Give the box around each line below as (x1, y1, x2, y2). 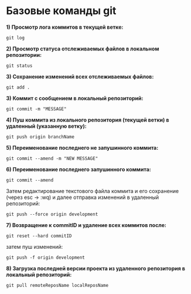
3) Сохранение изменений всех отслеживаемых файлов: (6, 73, 154, 80)
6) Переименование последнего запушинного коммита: (6, 165, 151, 173)
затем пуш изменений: (6, 243, 63, 250)
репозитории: (6, 51, 42, 58)
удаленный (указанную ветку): (6, 122, 87, 130)
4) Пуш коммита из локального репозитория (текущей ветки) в (6, 116, 169, 123)
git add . (6, 84, 30, 90)
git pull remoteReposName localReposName (6, 282, 109, 288)
